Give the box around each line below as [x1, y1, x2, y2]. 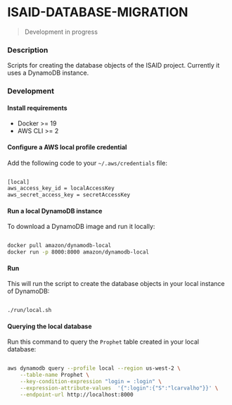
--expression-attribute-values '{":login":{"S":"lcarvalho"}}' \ [20, 385, 219, 392]
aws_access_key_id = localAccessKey [7, 185, 115, 192]
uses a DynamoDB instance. [7, 68, 89, 77]
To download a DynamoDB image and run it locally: [7, 223, 155, 231]
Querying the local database [7, 322, 93, 330]
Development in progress [24, 27, 98, 36]
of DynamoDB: [7, 287, 50, 296]
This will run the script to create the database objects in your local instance [7, 280, 225, 288]
